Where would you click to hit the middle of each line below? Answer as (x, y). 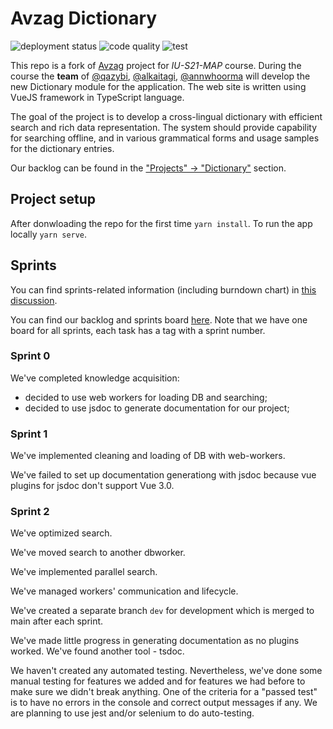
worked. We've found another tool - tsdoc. (97, 651)
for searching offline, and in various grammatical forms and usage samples (165, 138)
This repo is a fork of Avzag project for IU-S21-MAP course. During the (156, 65)
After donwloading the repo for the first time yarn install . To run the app (161, 223)
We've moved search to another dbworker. (98, 553)
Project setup (53, 199)
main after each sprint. (57, 621)
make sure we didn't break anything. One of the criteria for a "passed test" (164, 692)
